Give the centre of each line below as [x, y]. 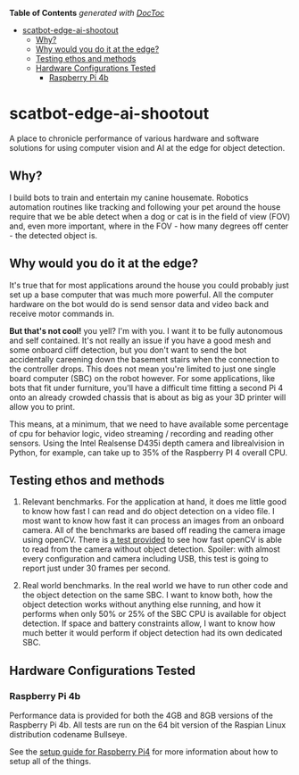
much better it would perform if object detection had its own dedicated [152, 633]
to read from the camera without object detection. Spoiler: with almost [151, 549]
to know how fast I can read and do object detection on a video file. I [148, 512]
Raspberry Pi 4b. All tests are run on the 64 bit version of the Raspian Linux [148, 725]
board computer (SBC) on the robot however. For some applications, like [142, 378]
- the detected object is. [54, 235]
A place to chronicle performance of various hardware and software [134, 138]
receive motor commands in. [62, 313]
